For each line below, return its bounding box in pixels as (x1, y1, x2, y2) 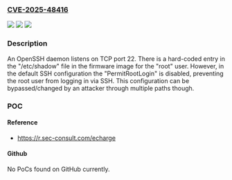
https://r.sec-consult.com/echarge (17, 134, 116, 142)
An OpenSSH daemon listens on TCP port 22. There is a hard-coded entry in (7, 54, 226, 63)
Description (7, 39, 48, 48)
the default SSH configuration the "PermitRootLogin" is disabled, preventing (7, 69, 224, 78)
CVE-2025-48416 (7, 5, 69, 15)
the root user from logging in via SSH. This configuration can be (7, 76, 190, 84)
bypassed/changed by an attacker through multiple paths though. (7, 84, 195, 92)
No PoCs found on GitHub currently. (7, 165, 110, 173)
